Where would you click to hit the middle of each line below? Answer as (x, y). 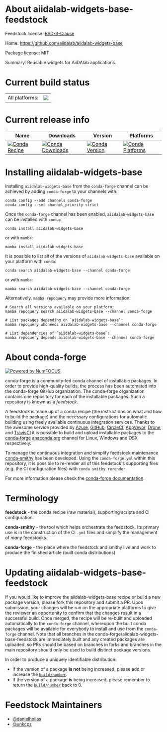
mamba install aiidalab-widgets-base (44, 247)
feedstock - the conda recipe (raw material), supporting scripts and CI (78, 512)
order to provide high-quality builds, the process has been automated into (81, 386)
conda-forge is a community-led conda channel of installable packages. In (81, 380)
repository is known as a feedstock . (42, 402)
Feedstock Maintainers (54, 705)
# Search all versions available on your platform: (60, 307)
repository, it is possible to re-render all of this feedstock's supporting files (82, 463)
